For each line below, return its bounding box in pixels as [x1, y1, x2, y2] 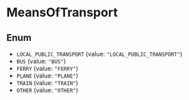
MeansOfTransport [6, 5, 118, 20]
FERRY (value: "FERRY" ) [16, 65, 79, 72]
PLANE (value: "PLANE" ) [16, 71, 79, 80]
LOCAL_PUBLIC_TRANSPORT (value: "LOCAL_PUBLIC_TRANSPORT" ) [16, 50, 183, 58]
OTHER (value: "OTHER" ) [16, 86, 79, 94]
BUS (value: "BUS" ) [16, 57, 66, 65]
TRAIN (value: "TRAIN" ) [16, 79, 79, 86]
